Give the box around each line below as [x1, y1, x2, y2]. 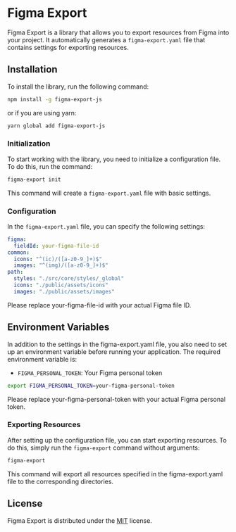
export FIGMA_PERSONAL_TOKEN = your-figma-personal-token [7, 382, 175, 389]
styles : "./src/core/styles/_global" [13, 275, 125, 282]
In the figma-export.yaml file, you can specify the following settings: [7, 222, 206, 230]
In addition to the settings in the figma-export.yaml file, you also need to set [7, 340, 228, 348]
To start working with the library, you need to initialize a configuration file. [7, 155, 221, 163]
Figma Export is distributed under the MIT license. [7, 516, 153, 525]
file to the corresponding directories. [7, 477, 114, 486]
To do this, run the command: [7, 162, 93, 170]
